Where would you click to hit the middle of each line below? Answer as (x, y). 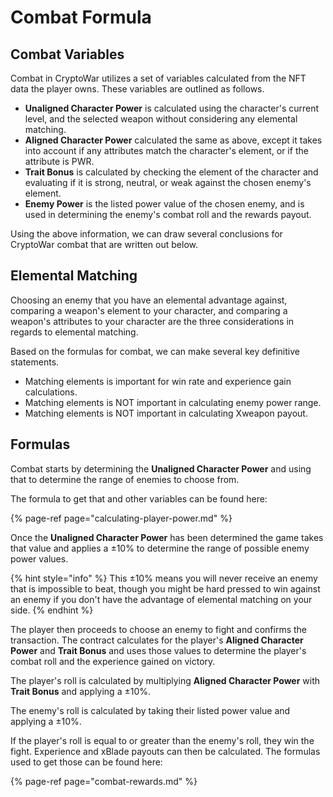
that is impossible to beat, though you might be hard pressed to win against (165, 588)
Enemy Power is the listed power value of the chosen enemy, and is (164, 204)
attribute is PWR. (59, 161)
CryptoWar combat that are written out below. (104, 244)
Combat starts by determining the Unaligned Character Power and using (161, 468)
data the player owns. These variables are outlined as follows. (137, 89)
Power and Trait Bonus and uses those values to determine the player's (158, 650)
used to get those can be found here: (86, 762)
